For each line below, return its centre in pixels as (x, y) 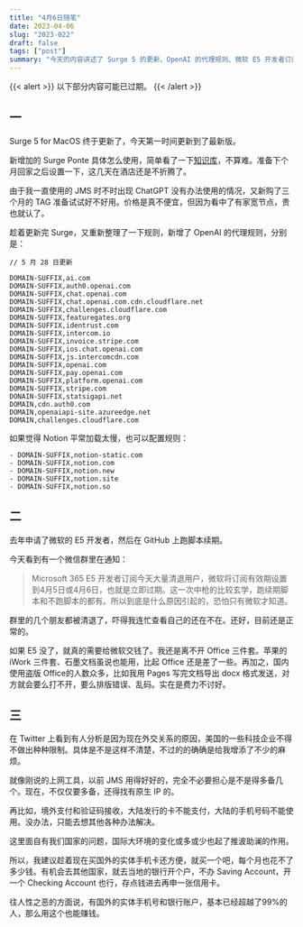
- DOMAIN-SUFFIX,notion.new (62, 471)
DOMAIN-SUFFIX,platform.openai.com (76, 381)
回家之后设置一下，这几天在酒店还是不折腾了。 (104, 171)
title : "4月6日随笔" (45, 18)
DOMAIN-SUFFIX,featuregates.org (70, 317)
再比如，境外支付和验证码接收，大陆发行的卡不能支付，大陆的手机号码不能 (147, 811)
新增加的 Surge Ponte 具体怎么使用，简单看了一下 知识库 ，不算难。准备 (141, 160)
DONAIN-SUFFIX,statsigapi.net (66, 396)
